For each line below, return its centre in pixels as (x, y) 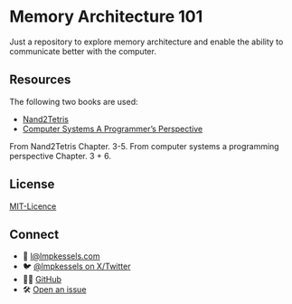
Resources (40, 80)
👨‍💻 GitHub (42, 280)
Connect (34, 234)
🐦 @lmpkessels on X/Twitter (76, 266)
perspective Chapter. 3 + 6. (60, 156)
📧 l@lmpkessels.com (61, 256)
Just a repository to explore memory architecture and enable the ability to (146, 42)
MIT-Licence (33, 206)
